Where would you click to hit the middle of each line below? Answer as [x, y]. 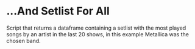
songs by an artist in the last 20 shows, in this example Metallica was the [97, 34]
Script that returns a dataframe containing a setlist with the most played [96, 28]
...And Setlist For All [58, 11]
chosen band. [23, 41]
